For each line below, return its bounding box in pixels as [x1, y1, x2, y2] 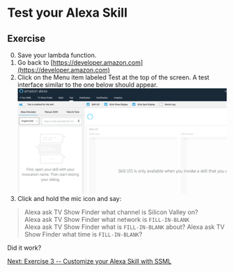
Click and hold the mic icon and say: [17, 194, 122, 202]
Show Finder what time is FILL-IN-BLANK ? [24, 230, 143, 238]
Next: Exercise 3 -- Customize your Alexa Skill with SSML [7, 257, 172, 265]
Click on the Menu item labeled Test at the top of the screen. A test [17, 73, 210, 81]
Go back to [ [17, 58, 54, 67]
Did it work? [7, 243, 42, 252]
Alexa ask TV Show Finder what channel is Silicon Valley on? [24, 207, 198, 216]
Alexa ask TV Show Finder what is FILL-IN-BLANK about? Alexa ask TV [24, 223, 225, 231]
